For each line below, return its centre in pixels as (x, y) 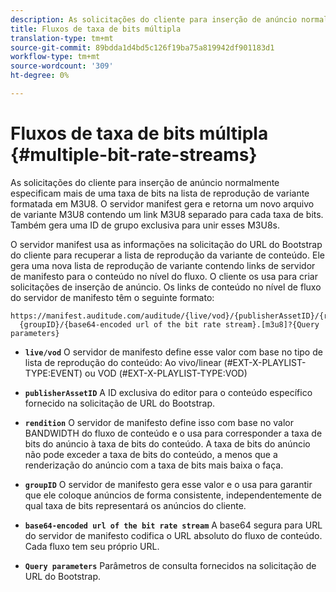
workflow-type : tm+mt (55, 57)
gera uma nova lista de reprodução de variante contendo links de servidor (163, 265)
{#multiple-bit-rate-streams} (134, 155)
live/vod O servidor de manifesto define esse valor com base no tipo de (173, 352)
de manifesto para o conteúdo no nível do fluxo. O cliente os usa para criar (164, 276)
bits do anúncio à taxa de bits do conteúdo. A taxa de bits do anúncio (167, 443)
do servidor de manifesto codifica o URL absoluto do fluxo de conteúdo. (173, 535)
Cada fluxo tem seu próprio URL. (92, 546)
